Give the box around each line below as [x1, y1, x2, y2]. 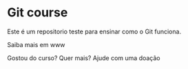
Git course [7, 5, 68, 20]
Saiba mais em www [7, 40, 65, 49]
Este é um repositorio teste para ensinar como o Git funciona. [7, 27, 181, 36]
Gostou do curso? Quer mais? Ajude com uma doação [7, 53, 160, 62]
